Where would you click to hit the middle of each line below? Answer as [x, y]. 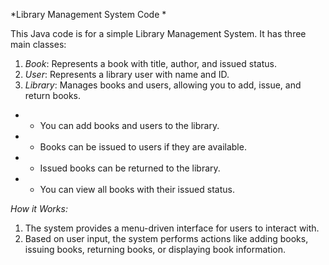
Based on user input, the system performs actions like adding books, [166, 238]
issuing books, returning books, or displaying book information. [155, 249]
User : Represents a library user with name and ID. [127, 74]
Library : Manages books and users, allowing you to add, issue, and [163, 85]
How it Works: [39, 208]
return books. [53, 95]
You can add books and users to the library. [129, 125]
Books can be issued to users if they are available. [143, 147]
